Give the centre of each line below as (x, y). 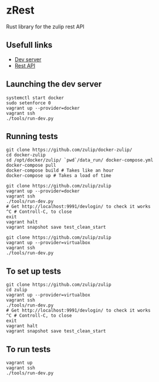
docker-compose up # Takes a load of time (59, 176)
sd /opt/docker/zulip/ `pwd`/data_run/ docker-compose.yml (80, 160)
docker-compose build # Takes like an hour (60, 171)
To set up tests (34, 271)
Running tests (32, 136)
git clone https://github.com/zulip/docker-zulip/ (69, 150)
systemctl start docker (35, 98)
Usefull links (29, 45)
